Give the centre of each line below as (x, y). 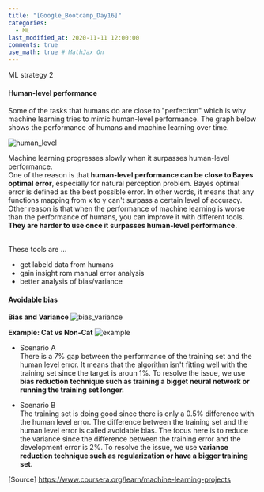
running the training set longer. (72, 390)
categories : (28, 23)
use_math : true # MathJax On (56, 52)
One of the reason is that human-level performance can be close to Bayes (131, 175)
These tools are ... (38, 250)
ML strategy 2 (31, 75)
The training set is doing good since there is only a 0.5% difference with (137, 414)
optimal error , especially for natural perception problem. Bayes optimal (124, 184)
